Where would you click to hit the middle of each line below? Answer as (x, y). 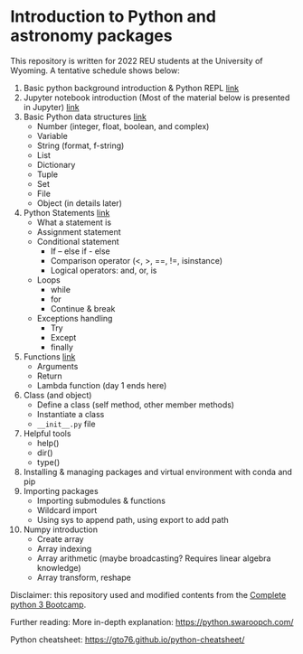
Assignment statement (79, 231)
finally (62, 347)
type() (48, 462)
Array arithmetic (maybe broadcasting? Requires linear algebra (154, 558)
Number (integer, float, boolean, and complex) (123, 126)
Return (49, 376)
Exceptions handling (75, 318)
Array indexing (64, 548)
